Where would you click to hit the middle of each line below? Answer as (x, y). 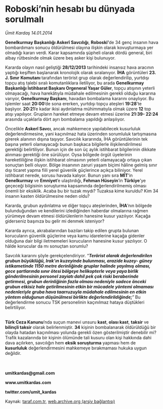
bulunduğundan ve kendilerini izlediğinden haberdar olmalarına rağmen (77, 210)
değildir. (13, 353)
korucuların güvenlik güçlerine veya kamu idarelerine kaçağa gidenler (75, 236)
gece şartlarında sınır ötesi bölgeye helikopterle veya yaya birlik (72, 271)
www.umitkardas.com (28, 382)
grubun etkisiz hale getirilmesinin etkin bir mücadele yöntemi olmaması (79, 286)
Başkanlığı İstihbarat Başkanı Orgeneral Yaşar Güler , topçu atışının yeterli (80, 88)
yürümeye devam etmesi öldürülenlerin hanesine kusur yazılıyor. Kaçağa (78, 216)
